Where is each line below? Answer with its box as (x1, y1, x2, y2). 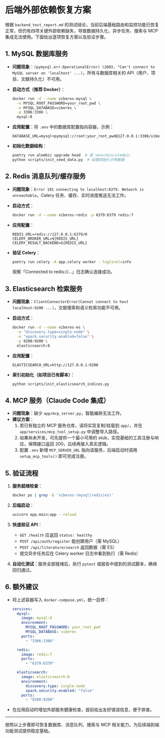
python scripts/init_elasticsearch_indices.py (12, 382, 110, 386)
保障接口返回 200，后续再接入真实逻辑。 (28, 441, 111, 447)
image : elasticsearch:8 (21, 675, 70, 680)
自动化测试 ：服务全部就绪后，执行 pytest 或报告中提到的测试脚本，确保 (12, 561, 157, 567)
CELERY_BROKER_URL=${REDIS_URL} (12, 236, 79, 241)
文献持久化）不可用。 (21, 76, 64, 82)
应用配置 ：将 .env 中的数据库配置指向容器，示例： (12, 124, 114, 130)
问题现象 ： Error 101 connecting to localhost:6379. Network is (12, 186, 144, 192)
